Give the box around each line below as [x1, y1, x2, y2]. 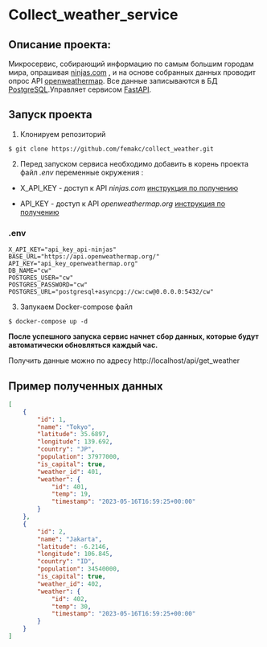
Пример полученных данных [8, 379, 163, 393]
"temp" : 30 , [51, 602, 92, 611]
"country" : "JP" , [37, 445, 95, 454]
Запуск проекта [8, 108, 92, 122]
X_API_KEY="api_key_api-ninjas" [8, 245, 117, 254]
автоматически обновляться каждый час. [8, 340, 158, 350]
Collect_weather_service [8, 6, 179, 24]
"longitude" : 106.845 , [37, 550, 113, 558]
